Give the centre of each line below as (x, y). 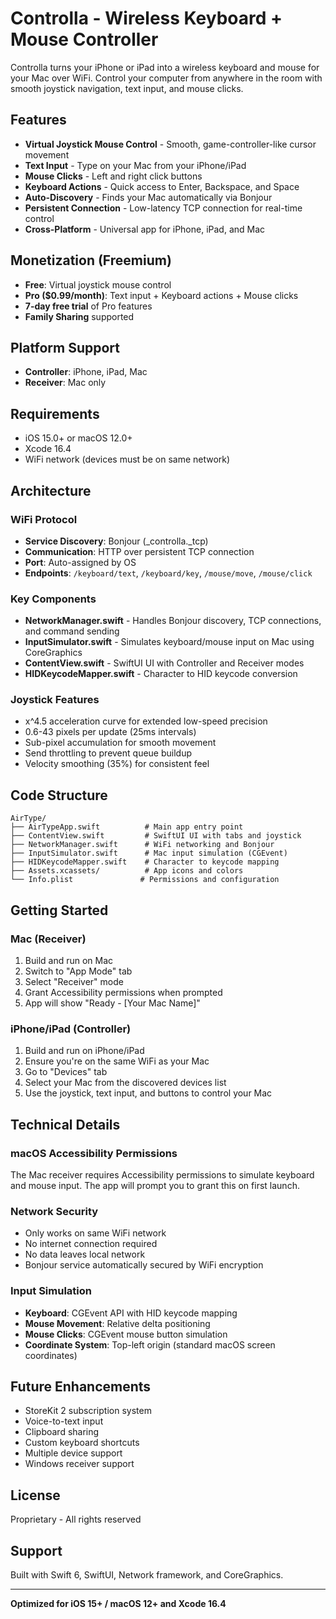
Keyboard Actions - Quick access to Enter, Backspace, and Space (162, 186)
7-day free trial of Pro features (88, 306)
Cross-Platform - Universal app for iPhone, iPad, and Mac (145, 229)
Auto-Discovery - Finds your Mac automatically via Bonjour (148, 197)
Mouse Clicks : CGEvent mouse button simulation (126, 1334)
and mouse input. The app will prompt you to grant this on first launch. (155, 1185)
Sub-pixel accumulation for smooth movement (120, 743)
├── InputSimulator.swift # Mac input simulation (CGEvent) (149, 853)
